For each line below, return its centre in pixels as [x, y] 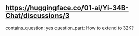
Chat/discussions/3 [37, 16]
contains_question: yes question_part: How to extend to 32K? [69, 28]
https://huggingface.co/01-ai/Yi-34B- [67, 8]
